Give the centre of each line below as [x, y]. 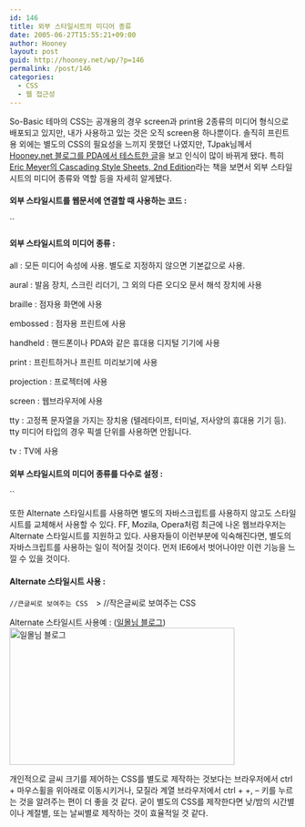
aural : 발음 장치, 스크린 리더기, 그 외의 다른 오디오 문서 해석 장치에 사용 [136, 284]
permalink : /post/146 [51, 69]
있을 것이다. [50, 559]
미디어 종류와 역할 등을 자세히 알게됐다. [103, 178]
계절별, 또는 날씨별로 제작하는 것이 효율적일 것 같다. [117, 813]
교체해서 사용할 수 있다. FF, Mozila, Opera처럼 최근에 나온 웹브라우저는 [160, 525]
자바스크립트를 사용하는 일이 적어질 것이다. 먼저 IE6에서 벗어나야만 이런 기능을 [148, 547]
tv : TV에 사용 [34, 451]
